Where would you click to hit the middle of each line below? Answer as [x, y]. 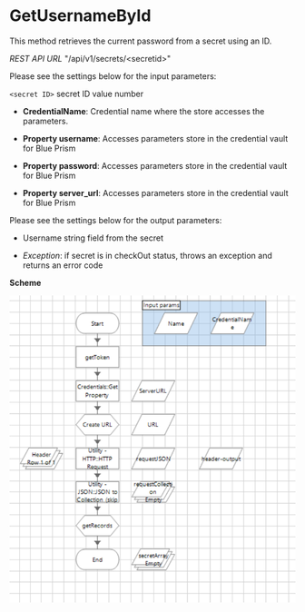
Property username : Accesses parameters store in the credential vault [155, 138]
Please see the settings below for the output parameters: [116, 220]
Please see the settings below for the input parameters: [113, 76]
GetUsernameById [80, 16]
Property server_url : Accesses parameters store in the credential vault [155, 192]
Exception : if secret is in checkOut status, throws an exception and [147, 255]
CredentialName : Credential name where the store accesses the [143, 111]
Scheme [25, 282]
